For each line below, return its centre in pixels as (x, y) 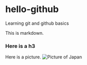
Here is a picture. (23, 57)
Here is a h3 (20, 46)
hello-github (32, 9)
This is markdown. (25, 33)
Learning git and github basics (37, 23)
